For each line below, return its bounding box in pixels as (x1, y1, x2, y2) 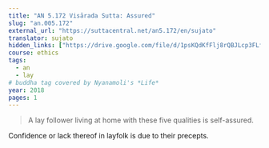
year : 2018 (8, 86, 45, 94)
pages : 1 (8, 94, 38, 102)
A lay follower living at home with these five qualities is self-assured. (27, 115, 255, 125)
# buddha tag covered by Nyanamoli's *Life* (8, 78, 159, 86)
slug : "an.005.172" (8, 19, 74, 27)
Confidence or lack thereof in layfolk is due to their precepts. (8, 131, 210, 141)
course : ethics (8, 49, 59, 57)
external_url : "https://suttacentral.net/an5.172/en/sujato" (8, 26, 217, 34)
